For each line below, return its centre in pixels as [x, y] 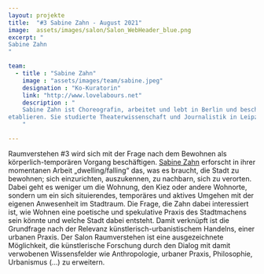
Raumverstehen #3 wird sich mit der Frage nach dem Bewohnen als [117, 153]
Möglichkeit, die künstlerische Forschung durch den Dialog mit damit [119, 245]
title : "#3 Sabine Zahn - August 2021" [75, 23]
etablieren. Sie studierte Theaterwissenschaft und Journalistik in [123, 117]
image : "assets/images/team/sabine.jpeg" [93, 80]
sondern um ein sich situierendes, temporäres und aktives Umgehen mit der [131, 195]
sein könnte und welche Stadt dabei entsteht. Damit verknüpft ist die [119, 220]
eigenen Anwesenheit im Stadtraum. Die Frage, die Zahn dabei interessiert [128, 203]
